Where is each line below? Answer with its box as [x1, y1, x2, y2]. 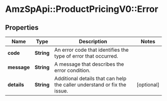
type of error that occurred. [54, 53, 118, 59]
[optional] [136, 81, 160, 88]
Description [79, 38, 107, 45]
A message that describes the [54, 61, 124, 68]
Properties [5, 23, 39, 32]
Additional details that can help [54, 75, 127, 82]
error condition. [54, 67, 90, 74]
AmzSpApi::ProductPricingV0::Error [5, 3, 159, 15]
